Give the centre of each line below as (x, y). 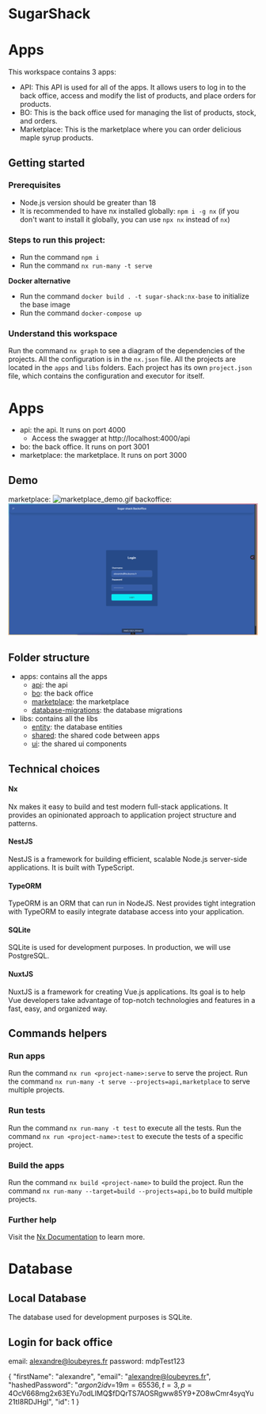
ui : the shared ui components (79, 744)
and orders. (38, 121)
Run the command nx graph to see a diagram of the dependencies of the (127, 351)
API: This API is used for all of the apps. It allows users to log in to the (133, 87)
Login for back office (61, 1342)
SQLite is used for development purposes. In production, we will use (120, 947)
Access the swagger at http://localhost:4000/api (111, 438)
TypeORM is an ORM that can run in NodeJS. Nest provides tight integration (132, 903)
